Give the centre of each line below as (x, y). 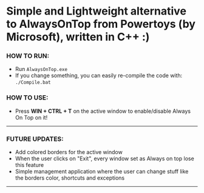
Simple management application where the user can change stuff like (102, 172)
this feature (29, 165)
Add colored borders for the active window (69, 152)
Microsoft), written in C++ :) (78, 37)
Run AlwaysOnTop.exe (41, 69)
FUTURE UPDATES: (35, 139)
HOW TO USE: (27, 98)
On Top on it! (31, 117)
